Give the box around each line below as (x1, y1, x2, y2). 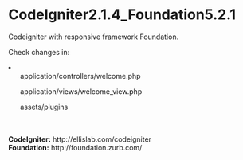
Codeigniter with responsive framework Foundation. (8, 32, 179, 41)
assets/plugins (19, 102, 69, 111)
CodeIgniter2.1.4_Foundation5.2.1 (8, 6, 237, 24)
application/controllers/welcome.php (19, 71, 141, 80)
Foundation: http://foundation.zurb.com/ (8, 142, 143, 152)
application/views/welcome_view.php (19, 86, 143, 96)
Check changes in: (8, 47, 70, 57)
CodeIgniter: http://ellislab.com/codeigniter (8, 134, 152, 144)
